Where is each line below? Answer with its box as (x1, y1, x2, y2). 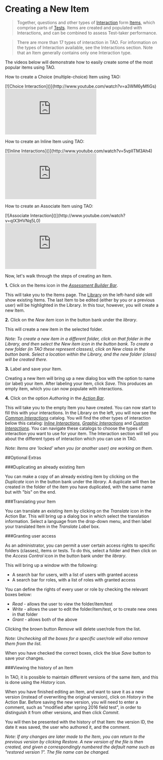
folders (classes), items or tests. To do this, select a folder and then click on (5, 547, 157, 553)
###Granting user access (5, 533, 56, 539)
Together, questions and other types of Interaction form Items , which (17, 20, 156, 25)
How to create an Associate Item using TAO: (5, 203, 93, 209)
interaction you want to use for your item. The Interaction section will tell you (5, 430, 159, 436)
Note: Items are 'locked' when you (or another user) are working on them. (5, 445, 153, 451)
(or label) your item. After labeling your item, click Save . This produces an (5, 380, 153, 386)
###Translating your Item (5, 499, 56, 504)
